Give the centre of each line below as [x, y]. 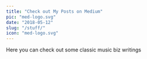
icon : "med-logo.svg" [32, 33]
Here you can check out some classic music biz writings [74, 50]
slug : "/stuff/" [26, 28]
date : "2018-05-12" [30, 22]
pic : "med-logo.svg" [31, 17]
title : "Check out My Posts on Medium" [55, 11]
